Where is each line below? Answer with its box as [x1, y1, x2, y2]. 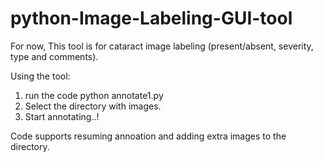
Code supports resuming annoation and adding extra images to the [10, 130, 287, 142]
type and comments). [10, 50, 99, 62]
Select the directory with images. [24, 100, 162, 112]
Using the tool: [10, 70, 71, 82]
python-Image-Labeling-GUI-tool [10, 7, 293, 30]
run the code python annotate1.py [24, 89, 164, 101]
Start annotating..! [24, 110, 100, 122]
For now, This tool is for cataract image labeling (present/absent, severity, [10, 40, 314, 52]
